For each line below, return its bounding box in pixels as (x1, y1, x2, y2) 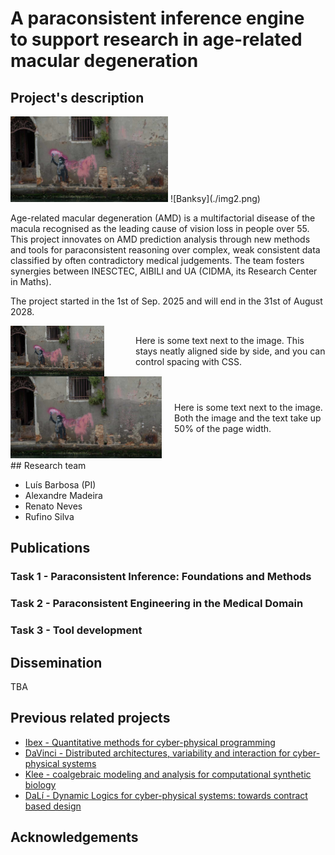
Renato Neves (24, 500, 83, 512)
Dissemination (10, 654, 103, 671)
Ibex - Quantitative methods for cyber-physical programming (24, 736, 276, 748)
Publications (10, 540, 91, 557)
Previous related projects (10, 710, 171, 727)
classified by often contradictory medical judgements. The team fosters (10, 254, 305, 266)
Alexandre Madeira (24, 490, 103, 502)
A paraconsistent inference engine (10, 7, 305, 30)
